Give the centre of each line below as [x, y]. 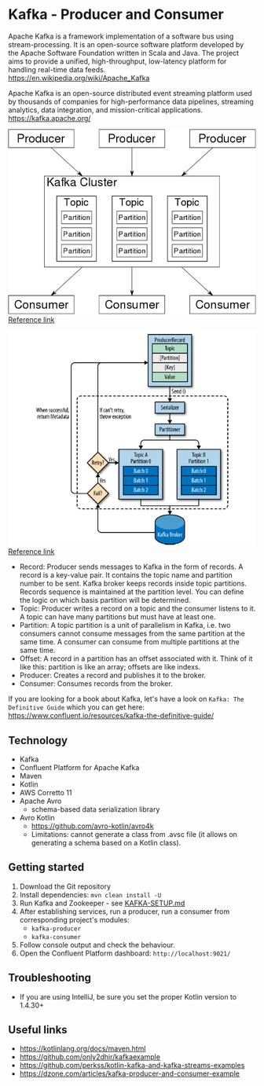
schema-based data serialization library [95, 809]
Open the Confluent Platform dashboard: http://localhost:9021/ [125, 953]
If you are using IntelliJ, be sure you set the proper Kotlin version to [128, 996]
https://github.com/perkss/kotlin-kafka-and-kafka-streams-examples [132, 1066]
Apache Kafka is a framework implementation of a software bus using [121, 36]
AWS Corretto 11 [46, 792]
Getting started [46, 867]
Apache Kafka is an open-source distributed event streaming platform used [130, 93]
